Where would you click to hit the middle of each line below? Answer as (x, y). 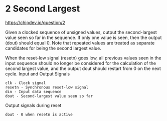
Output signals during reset (33, 105)
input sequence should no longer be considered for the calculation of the (81, 63)
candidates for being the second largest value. (53, 48)
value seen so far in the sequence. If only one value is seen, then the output (83, 37)
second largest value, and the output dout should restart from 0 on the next (83, 68)
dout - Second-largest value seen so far (49, 96)
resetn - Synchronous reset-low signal (47, 87)
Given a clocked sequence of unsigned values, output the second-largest (81, 32)
